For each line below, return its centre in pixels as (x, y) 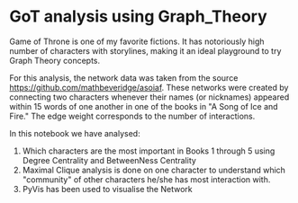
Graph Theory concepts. (55, 60)
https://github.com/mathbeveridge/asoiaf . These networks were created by (149, 87)
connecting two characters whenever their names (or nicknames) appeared (149, 97)
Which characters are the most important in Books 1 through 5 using (149, 151)
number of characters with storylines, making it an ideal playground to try (145, 50)
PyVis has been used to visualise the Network (107, 189)
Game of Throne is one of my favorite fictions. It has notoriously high (137, 41)
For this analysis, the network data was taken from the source (124, 77)
